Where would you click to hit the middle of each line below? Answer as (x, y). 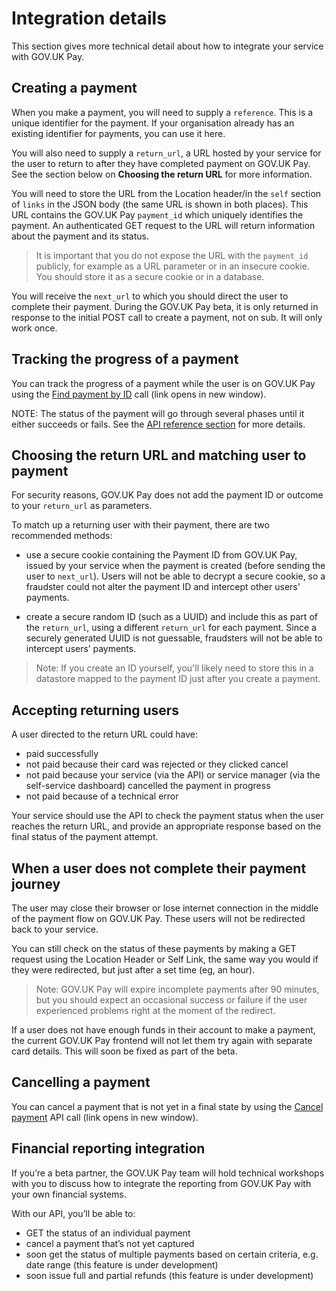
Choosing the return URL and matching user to (159, 455)
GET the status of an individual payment (108, 1233)
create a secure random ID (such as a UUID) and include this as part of (171, 617)
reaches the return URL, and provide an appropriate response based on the (166, 826)
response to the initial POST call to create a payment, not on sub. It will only (167, 317)
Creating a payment (74, 88)
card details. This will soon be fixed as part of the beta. (124, 1051)
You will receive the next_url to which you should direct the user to (150, 296)
